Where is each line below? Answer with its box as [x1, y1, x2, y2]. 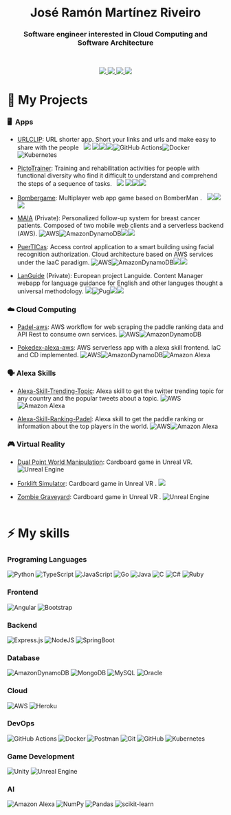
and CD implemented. [16, 351, 79, 359]
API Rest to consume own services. [16, 330, 118, 339]
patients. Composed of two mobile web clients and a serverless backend [16, 221, 224, 229]
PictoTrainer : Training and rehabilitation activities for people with [16, 164, 200, 172]
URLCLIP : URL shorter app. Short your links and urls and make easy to [16, 135, 217, 143]
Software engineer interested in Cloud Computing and [23, 30, 208, 39]
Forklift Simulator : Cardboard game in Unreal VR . [16, 479, 157, 487]
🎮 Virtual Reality [7, 439, 65, 449]
